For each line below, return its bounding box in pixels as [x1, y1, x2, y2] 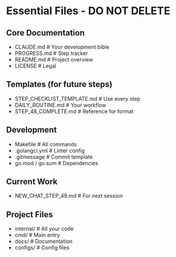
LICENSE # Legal [14, 62, 56, 69]
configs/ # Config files [14, 244, 70, 251]
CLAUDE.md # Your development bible [14, 43, 110, 50]
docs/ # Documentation [14, 238, 73, 245]
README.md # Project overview [14, 56, 94, 63]
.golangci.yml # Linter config [14, 147, 85, 154]
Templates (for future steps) [6, 79, 113, 89]
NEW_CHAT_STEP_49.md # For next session [14, 192, 123, 200]
